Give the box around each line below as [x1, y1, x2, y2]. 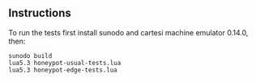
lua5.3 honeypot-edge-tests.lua [8, 66, 117, 74]
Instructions [8, 6, 71, 20]
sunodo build [8, 51, 53, 59]
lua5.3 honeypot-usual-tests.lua [8, 59, 122, 67]
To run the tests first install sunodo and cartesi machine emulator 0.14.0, [8, 27, 249, 37]
